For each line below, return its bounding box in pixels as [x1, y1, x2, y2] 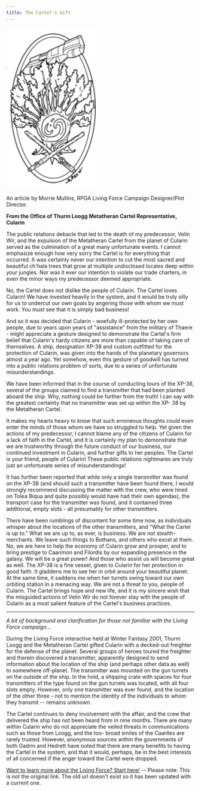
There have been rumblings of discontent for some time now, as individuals [6, 517, 191, 524]
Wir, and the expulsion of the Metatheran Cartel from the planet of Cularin [6, 237, 188, 244]
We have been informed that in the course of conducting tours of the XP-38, [6, 380, 194, 387]
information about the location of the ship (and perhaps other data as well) [6, 660, 190, 668]
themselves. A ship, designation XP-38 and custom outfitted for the [6, 343, 172, 350]
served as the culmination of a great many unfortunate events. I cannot [6, 243, 181, 251]
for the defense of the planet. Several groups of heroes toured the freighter [6, 648, 191, 655]
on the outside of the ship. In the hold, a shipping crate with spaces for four [6, 673, 192, 681]
